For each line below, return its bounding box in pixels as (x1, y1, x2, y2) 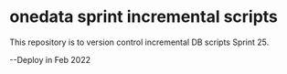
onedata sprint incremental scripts (9, 6, 279, 27)
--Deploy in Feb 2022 (9, 54, 91, 65)
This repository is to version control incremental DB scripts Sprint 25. (9, 37, 270, 48)
